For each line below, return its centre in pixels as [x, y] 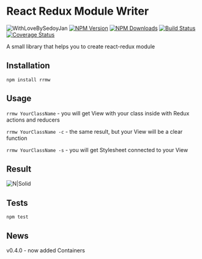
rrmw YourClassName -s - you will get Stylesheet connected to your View [97, 150]
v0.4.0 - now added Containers [46, 250]
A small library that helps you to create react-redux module [80, 46]
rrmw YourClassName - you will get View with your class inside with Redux [98, 113]
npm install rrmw [28, 80]
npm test [17, 217]
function [17, 138]
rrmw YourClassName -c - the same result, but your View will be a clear [95, 131]
